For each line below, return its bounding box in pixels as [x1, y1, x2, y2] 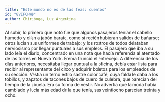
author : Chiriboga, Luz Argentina [5, 16, 76, 21]
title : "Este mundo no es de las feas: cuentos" [5, 7, 107, 12]
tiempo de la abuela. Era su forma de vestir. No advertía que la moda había [5, 82, 157, 88]
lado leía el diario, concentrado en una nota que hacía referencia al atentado [5, 51, 160, 56]
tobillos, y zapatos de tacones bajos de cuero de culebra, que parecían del [5, 76, 157, 82]
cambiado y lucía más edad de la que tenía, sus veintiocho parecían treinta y [5, 87, 161, 93]
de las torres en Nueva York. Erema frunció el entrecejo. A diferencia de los [5, 56, 158, 62]
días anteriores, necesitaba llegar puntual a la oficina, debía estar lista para [5, 61, 158, 67]
